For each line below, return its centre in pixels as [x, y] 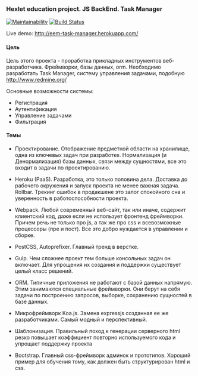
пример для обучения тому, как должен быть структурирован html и [102, 361]
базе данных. [32, 301]
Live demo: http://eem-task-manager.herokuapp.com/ [72, 33]
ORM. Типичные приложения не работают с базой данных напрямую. [103, 282]
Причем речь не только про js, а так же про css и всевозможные [98, 222]
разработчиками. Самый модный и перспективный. [81, 319]
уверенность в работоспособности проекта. [71, 198]
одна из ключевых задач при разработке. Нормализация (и [91, 155]
